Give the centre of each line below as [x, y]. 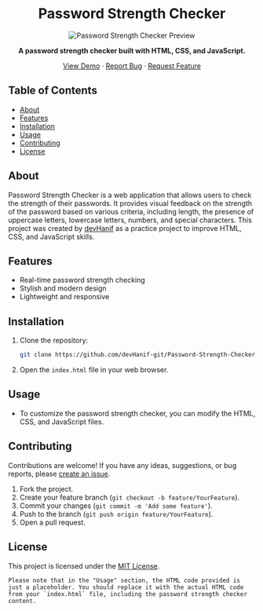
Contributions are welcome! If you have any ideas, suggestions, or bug [122, 465]
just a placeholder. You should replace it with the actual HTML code [126, 587]
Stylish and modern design [63, 288]
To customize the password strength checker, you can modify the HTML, [137, 413]
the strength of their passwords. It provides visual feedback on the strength [130, 203]
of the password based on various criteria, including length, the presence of [131, 211]
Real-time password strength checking [82, 280]
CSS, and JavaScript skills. [51, 236]
